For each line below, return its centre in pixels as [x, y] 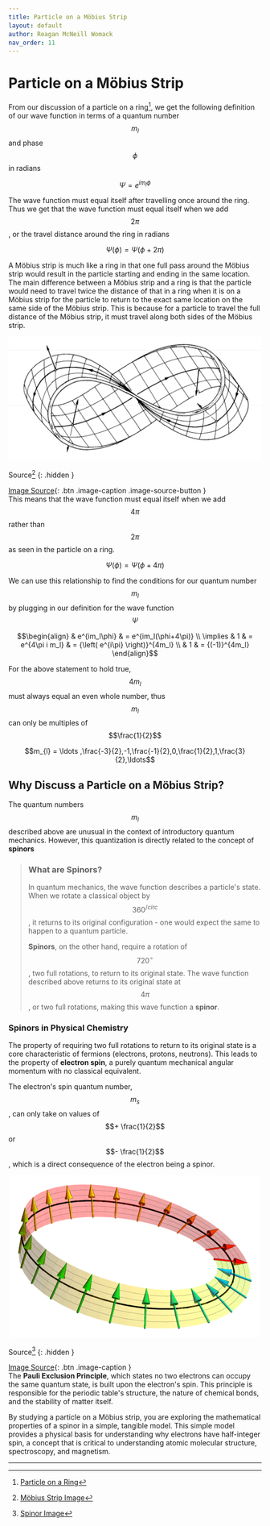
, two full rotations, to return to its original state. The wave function [138, 973]
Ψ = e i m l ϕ [135, 184]
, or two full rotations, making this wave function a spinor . [123, 1007]
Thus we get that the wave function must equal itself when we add [119, 209]
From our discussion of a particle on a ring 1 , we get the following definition [132, 106]
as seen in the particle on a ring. [61, 550]
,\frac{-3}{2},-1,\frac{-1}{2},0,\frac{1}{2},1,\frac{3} [163, 751]
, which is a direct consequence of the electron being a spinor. [112, 1164]
